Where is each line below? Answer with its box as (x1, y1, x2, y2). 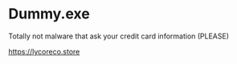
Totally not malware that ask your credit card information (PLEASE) (8, 31, 230, 41)
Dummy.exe (8, 5, 90, 23)
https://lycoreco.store (8, 46, 80, 56)
